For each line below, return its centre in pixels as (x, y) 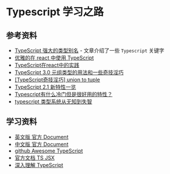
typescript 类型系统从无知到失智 (53, 102)
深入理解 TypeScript (39, 165)
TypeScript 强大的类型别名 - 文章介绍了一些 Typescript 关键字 (89, 51)
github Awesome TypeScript (49, 151)
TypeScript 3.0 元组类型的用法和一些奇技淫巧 (69, 72)
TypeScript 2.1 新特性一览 (45, 87)
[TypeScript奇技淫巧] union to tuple (57, 80)
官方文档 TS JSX (35, 158)
